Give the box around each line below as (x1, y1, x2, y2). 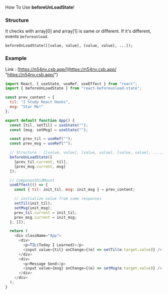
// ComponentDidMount (9, 178, 55, 183)
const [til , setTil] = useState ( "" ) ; (9, 122, 88, 127)
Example (5, 55, 27, 62)
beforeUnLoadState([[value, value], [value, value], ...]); (5, 43, 133, 48)
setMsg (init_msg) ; (14, 205, 52, 210)
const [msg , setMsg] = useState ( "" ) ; (9, 127, 88, 132)
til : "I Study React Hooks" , (9, 100, 70, 105)
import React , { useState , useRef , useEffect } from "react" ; (5, 81, 137, 86)
